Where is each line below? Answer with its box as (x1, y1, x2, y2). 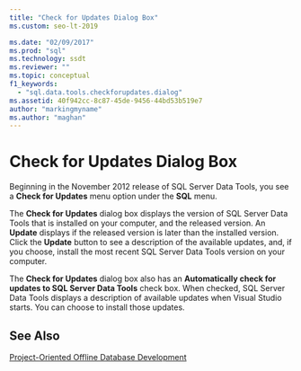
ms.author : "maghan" (9, 113, 87, 122)
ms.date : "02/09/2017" (9, 38, 94, 47)
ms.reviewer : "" (9, 63, 70, 72)
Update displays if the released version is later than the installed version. (9, 227, 279, 238)
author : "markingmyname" (9, 104, 102, 113)
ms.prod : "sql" (9, 46, 66, 55)
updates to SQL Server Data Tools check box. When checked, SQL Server (9, 283, 286, 294)
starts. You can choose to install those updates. (9, 302, 186, 313)
